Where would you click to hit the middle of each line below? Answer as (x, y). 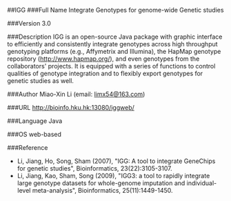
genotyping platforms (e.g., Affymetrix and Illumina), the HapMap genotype (114, 51)
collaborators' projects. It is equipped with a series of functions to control (111, 66)
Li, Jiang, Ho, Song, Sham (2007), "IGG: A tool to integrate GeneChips (116, 161)
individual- (202, 183)
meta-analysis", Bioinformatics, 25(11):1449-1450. (103, 190)
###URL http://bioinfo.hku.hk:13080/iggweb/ (71, 107)
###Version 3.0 (29, 23)
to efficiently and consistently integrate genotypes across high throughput (113, 44)
